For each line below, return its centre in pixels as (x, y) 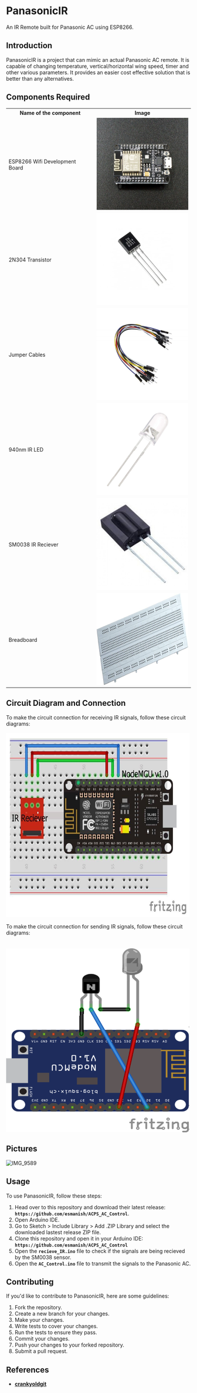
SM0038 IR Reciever (33, 545)
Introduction (29, 46)
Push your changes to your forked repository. (69, 1345)
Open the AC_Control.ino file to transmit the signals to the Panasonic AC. (103, 1263)
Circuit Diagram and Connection (66, 703)
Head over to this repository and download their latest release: (90, 1207)
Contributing (30, 1282)
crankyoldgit (30, 1384)
